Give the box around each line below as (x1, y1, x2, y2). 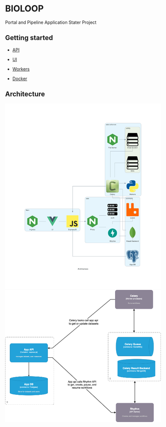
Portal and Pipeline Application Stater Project (5, 19, 97, 25)
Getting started (5, 34, 53, 42)
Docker (12, 75, 28, 82)
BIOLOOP (5, 3, 44, 14)
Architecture (5, 90, 45, 98)
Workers (12, 66, 30, 72)
